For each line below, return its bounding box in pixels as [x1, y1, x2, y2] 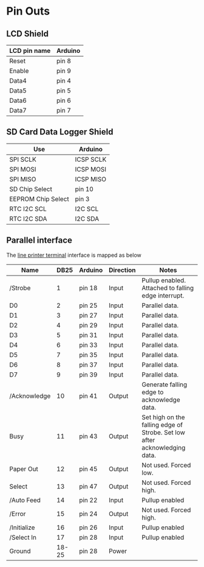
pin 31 [78, 330, 98, 339]
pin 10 [75, 184, 94, 193]
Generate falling [141, 380, 188, 389]
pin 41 [78, 391, 98, 400]
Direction [108, 266, 136, 274]
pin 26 [78, 523, 98, 532]
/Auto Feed [9, 496, 41, 504]
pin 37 [78, 360, 98, 369]
